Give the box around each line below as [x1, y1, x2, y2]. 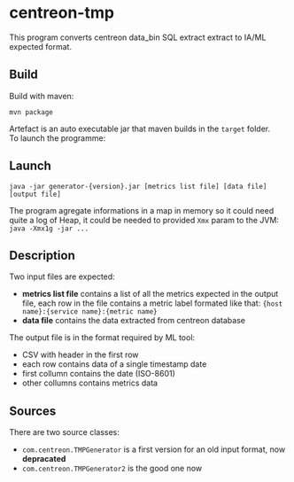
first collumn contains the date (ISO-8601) [21, 369, 175, 379]
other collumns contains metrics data [21, 377, 158, 388]
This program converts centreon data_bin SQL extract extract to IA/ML [9, 32, 267, 43]
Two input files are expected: [9, 271, 115, 282]
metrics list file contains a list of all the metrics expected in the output [21, 289, 279, 299]
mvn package [9, 107, 53, 117]
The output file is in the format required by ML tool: [9, 332, 196, 343]
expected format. [9, 41, 73, 51]
